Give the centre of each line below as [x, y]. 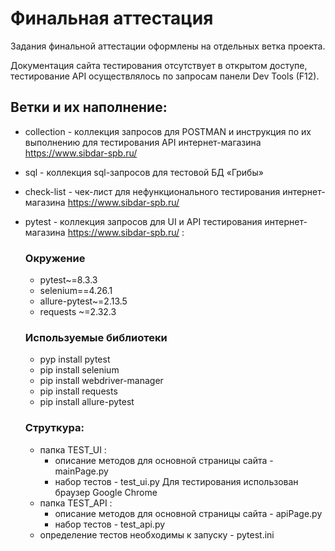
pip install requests [78, 391]
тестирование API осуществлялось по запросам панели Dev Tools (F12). [165, 76]
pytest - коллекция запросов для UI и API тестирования [143, 221]
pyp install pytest [75, 359]
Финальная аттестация [112, 18]
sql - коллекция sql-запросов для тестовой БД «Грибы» [144, 172]
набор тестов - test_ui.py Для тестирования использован [176, 481]
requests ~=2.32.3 [78, 312]
